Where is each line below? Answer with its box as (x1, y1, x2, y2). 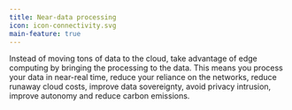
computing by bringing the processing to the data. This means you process (9, 62, 283, 73)
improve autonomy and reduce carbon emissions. (9, 91, 190, 101)
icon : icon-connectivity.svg (9, 21, 117, 30)
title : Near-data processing (9, 12, 117, 22)
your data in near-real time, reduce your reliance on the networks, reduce (9, 72, 277, 83)
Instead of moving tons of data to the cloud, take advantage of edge (9, 54, 258, 64)
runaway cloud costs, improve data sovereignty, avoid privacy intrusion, (9, 81, 272, 92)
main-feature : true (9, 29, 81, 38)
